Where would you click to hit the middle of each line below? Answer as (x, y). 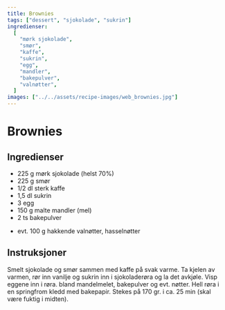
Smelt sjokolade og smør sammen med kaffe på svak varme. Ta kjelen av (111, 269)
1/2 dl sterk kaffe (41, 188)
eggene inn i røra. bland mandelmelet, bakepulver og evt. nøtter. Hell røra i (113, 284)
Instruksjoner (37, 253)
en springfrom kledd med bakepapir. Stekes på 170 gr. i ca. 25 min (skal (109, 291)
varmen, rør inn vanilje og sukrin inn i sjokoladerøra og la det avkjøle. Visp (112, 277)
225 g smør (34, 181)
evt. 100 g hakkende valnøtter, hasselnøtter (79, 231)
